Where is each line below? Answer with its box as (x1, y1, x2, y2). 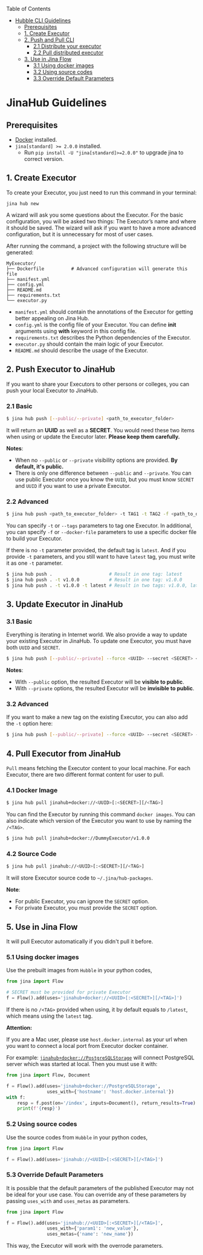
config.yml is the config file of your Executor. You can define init (14, 321, 176, 328)
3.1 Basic (6, 617, 33, 625)
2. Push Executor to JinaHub (6, 364, 115, 375)
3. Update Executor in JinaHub (6, 599, 123, 609)
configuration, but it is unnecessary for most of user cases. (6, 230, 154, 238)
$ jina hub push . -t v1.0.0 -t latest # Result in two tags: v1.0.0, (6, 582, 188, 588)
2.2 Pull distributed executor (33, 49, 104, 56)
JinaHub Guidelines (6, 96, 107, 110)
